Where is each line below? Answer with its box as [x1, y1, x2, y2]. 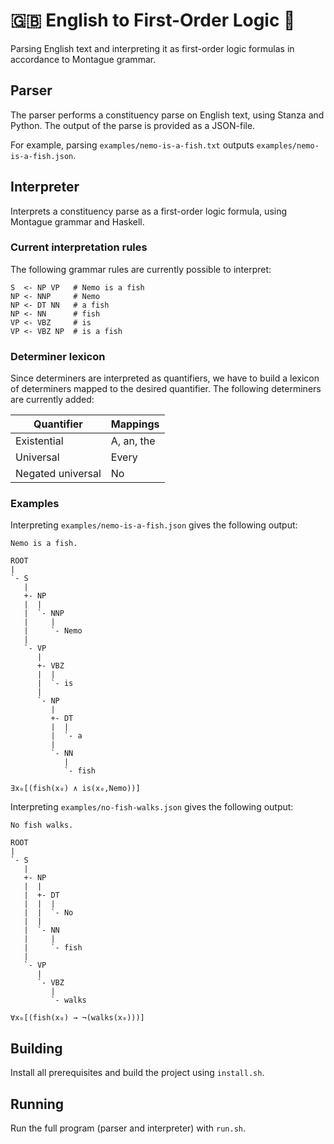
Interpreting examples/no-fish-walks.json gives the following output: [10, 801, 294, 813]
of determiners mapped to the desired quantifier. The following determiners [10, 383, 322, 395]
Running [10, 1095, 65, 1113]
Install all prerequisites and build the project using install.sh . [10, 1067, 265, 1079]
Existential [15, 434, 64, 448]
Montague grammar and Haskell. [10, 215, 145, 228]
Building [10, 1040, 63, 1057]
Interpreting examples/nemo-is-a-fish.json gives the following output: [10, 519, 298, 531]
